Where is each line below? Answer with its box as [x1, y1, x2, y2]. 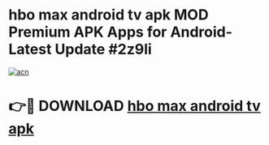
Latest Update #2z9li [8, 41, 152, 58]
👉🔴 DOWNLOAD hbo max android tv [8, 97, 262, 115]
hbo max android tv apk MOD [8, 6, 209, 24]
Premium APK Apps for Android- [8, 23, 233, 41]
